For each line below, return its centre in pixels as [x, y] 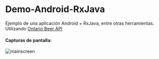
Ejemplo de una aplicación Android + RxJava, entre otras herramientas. [80, 23]
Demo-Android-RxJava [55, 9]
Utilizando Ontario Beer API [34, 28]
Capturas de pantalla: [28, 40]
